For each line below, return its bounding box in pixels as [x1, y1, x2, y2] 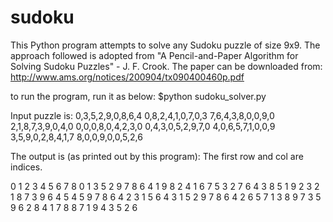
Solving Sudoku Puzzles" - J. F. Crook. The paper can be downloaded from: [10, 60, 323, 72]
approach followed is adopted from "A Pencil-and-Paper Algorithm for [10, 49, 299, 61]
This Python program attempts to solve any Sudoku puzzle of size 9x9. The [10, 39, 321, 51]
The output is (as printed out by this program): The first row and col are [10, 150, 304, 162]
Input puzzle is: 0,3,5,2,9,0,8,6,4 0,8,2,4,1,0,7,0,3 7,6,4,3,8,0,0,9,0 [10, 109, 275, 121]
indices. [10, 161, 43, 173]
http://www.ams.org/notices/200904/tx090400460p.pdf [10, 71, 245, 83]
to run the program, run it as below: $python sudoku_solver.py [10, 90, 267, 102]
